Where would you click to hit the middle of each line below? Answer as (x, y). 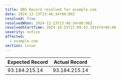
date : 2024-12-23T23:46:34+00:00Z (40, 14)
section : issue (20, 46)
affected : (15, 37)
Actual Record (70, 62)
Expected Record (28, 62)
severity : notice (23, 32)
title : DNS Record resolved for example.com (51, 9)
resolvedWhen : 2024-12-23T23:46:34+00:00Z (49, 23)
